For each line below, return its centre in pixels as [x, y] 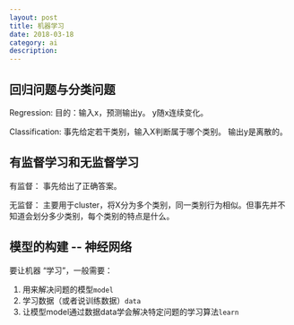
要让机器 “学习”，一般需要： [61, 270]
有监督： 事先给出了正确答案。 [65, 185]
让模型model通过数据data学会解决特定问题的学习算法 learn [130, 312]
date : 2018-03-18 [42, 34]
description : [34, 51]
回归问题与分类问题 [62, 89]
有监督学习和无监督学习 [74, 162]
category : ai [34, 43]
